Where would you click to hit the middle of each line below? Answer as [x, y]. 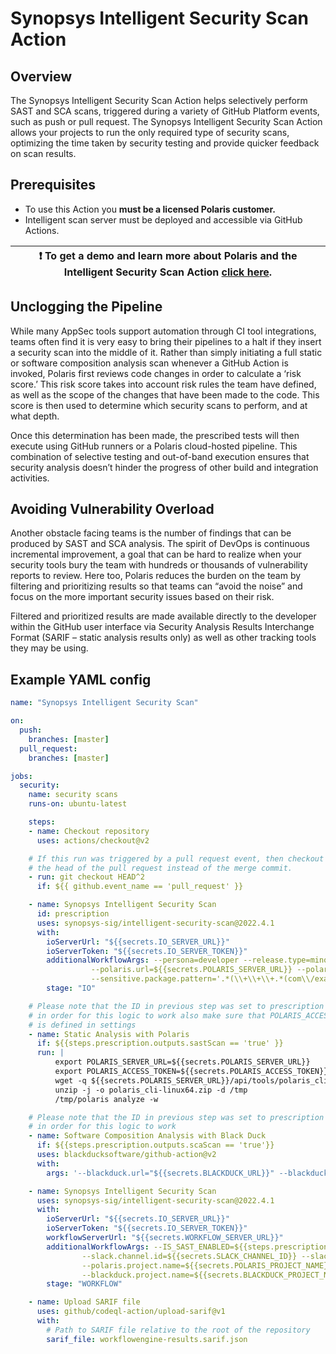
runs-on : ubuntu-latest [78, 804]
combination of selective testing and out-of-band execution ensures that [160, 456]
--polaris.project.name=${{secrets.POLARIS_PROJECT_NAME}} [207, 1265]
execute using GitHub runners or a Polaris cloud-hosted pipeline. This [154, 446]
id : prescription [73, 914]
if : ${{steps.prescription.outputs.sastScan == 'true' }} [160, 1043]
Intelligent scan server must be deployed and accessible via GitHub [163, 219]
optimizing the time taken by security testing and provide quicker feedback [165, 143]
